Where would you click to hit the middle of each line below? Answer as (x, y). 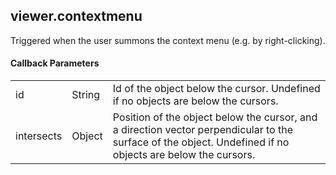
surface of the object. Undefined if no (201, 142)
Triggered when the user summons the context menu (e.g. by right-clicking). (168, 40)
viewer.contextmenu (76, 16)
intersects (39, 136)
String (86, 95)
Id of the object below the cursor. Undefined (216, 89)
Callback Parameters (55, 63)
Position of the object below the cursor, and (215, 117)
